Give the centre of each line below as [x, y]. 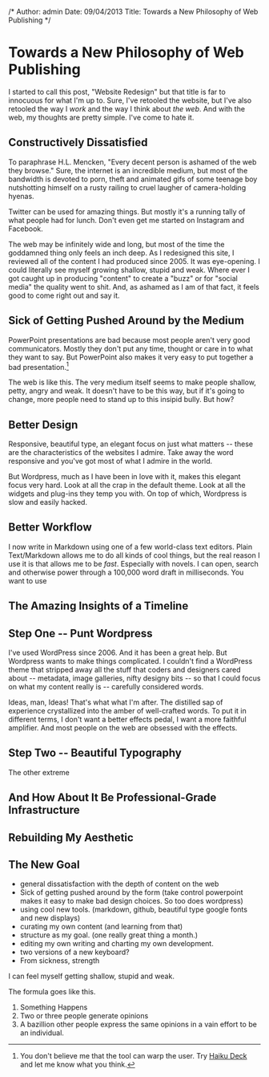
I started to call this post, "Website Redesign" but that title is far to [117, 91]
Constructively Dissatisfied [78, 142]
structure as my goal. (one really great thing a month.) [109, 935]
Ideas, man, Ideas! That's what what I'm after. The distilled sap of [116, 702]
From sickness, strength [60, 961]
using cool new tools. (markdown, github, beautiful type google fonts [134, 909]
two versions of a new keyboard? [74, 952]
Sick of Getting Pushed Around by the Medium [126, 321]
